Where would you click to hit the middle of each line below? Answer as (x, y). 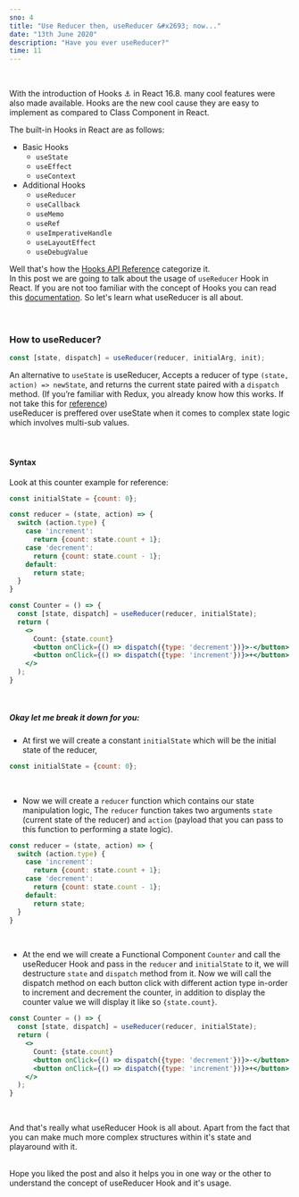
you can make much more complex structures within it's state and (130, 1137)
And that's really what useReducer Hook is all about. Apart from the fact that (149, 1128)
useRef (48, 224)
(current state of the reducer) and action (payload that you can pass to (153, 820)
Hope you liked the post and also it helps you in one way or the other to (141, 1174)
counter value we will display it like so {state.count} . (120, 1002)
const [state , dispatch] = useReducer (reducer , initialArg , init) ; (137, 358)
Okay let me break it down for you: (75, 718)
